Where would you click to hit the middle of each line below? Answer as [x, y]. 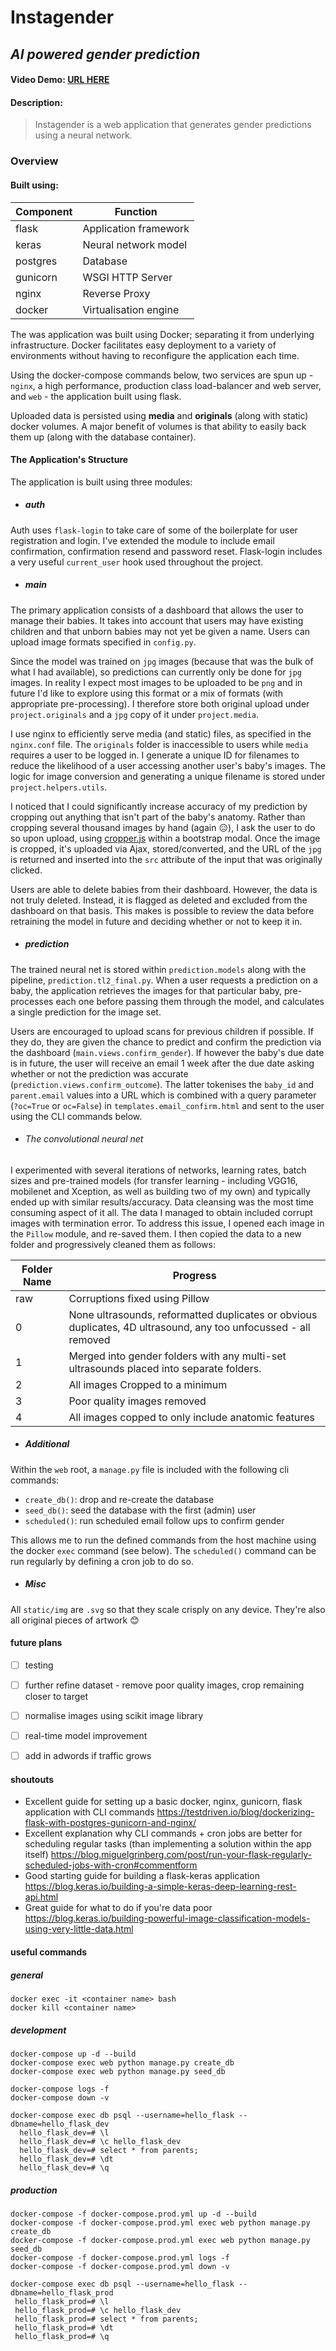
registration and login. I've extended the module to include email [142, 540]
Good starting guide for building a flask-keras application [142, 1876]
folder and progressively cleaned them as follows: [113, 1244]
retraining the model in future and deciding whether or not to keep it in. [156, 921]
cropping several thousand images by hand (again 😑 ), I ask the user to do [163, 827]
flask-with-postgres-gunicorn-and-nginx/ [110, 1823]
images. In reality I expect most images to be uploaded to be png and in [156, 682]
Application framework [136, 228]
